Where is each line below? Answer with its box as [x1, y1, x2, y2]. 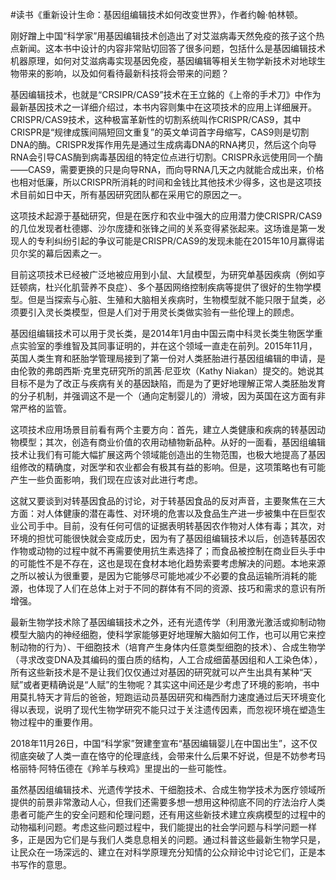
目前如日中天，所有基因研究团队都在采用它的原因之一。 [18, 189, 247, 200]
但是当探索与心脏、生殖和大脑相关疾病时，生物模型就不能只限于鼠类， [27, 294, 317, 305]
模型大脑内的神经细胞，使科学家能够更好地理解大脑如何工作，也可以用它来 [10, 629, 317, 640]
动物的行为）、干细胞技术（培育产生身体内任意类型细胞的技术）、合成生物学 [18, 641, 326, 653]
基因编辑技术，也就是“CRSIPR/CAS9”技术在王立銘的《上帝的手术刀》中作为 [10, 89, 322, 100]
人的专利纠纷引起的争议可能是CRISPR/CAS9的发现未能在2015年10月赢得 [18, 235, 317, 247]
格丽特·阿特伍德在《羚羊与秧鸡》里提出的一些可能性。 [10, 763, 233, 774]
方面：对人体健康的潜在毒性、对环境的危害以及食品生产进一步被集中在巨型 [10, 508, 317, 519]
